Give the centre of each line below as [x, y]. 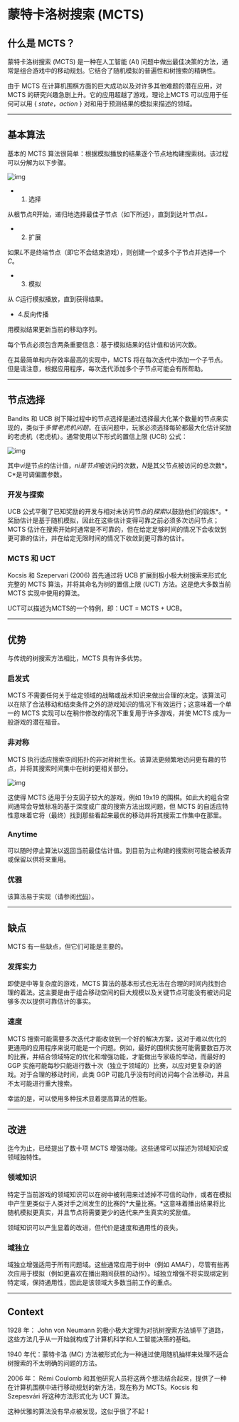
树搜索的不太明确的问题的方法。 [54, 1363]
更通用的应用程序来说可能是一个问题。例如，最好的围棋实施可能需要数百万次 [119, 1047]
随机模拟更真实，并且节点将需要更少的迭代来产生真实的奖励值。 [101, 1212]
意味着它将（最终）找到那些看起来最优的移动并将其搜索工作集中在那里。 [119, 815]
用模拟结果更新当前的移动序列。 [54, 329]
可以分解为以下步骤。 [38, 162]
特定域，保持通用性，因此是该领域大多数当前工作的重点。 [91, 1283]
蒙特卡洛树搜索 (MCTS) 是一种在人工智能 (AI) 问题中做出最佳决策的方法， [115, 62]
